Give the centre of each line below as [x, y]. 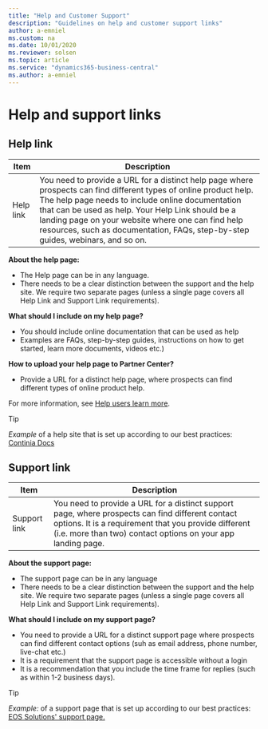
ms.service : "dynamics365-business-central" [83, 68]
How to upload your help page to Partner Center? [91, 363]
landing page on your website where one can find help [141, 220]
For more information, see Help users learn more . [89, 403]
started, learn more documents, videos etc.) [92, 348]
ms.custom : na [32, 38]
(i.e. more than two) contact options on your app [144, 533]
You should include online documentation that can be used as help [129, 331]
